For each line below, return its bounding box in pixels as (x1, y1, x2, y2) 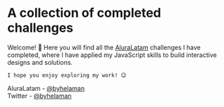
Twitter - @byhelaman (7, 92, 72, 100)
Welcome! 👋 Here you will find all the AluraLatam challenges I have (7, 43, 201, 51)
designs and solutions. (7, 58, 73, 66)
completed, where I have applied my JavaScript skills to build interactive (7, 51, 217, 59)
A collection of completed (7, 5, 161, 21)
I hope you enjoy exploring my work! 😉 (7, 72, 127, 79)
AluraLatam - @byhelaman (7, 84, 85, 92)
